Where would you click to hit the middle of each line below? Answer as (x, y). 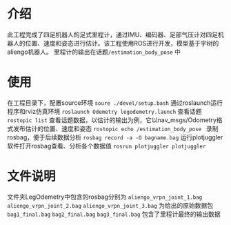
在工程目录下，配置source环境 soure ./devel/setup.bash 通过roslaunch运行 (115, 102)
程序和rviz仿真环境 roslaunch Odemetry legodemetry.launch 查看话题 (104, 111)
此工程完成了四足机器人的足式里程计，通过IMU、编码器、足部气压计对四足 (113, 35)
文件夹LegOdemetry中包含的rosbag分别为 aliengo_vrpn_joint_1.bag (105, 197)
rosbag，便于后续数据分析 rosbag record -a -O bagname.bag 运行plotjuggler (115, 137)
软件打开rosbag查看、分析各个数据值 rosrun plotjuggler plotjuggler (107, 146)
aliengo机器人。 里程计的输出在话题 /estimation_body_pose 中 (94, 52)
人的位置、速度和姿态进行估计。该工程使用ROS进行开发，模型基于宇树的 (116, 43)
